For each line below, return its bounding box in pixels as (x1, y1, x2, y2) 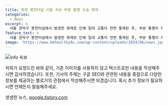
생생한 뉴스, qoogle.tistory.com (5, 94, 68, 100)
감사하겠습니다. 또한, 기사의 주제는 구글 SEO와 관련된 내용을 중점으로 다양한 (14, 71, 162, 77)
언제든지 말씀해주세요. (14, 83, 57, 89)
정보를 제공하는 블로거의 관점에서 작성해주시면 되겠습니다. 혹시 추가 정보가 (5, 77, 149, 83)
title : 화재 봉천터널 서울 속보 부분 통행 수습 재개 (5, 7, 98, 12)
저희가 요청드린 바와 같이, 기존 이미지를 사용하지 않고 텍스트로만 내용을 (5, 64, 142, 70)
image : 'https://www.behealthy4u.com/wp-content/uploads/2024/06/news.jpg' (5, 40, 166, 45)
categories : (5, 12, 30, 17)
